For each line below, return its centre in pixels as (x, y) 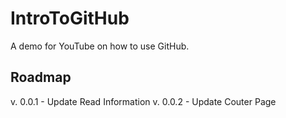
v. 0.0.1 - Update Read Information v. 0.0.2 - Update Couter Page (143, 101)
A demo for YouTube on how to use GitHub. (100, 46)
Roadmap (41, 77)
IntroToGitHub (70, 18)
